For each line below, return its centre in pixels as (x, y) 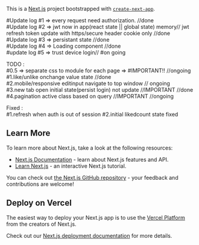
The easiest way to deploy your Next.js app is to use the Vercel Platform (96, 217)
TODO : (16, 64)
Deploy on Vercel (39, 203)
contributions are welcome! (40, 184)
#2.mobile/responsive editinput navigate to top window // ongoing (88, 83)
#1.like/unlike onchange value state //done (59, 77)
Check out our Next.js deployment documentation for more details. (89, 235)
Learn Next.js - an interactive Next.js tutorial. (71, 166)
